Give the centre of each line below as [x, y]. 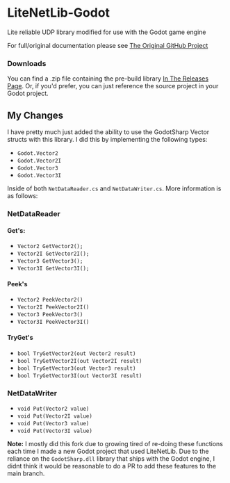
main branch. [26, 473]
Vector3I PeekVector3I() [53, 322]
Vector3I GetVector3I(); [53, 269]
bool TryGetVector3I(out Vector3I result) [80, 376]
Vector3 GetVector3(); [50, 261]
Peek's [17, 284]
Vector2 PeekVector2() [50, 300]
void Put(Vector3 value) [53, 423]
